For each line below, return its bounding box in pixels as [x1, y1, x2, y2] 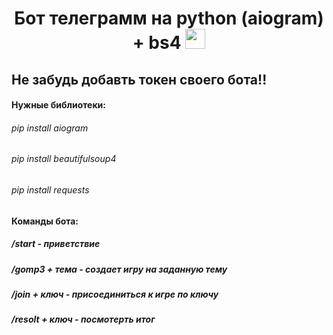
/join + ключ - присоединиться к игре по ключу [11, 288, 219, 300]
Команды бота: [11, 215, 79, 227]
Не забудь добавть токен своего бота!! [11, 71, 268, 88]
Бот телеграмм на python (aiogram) [14, 7, 324, 30]
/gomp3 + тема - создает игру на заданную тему [11, 263, 228, 275]
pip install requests [11, 183, 90, 196]
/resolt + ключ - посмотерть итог [11, 313, 156, 326]
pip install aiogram [11, 122, 89, 134]
